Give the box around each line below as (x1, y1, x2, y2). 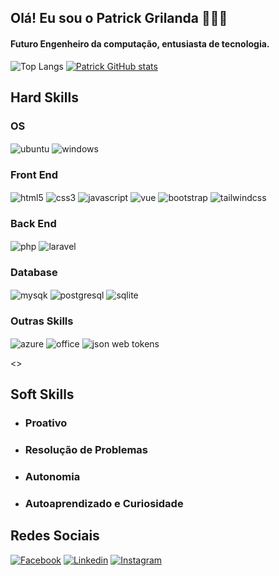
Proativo (24, 416, 68, 430)
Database (10, 265, 58, 279)
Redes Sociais (10, 527, 100, 545)
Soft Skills (10, 386, 75, 403)
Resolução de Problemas (24, 443, 148, 457)
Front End (10, 167, 59, 181)
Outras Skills (10, 314, 74, 328)
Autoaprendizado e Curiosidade (24, 496, 184, 510)
